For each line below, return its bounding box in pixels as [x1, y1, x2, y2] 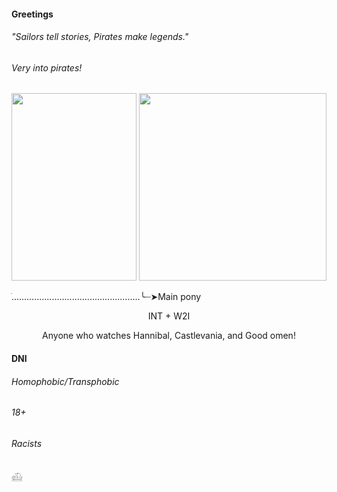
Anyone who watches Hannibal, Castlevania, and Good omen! [42, 330, 296, 342]
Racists [11, 437, 43, 449]
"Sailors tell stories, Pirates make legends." [11, 31, 189, 43]
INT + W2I [147, 310, 191, 322]
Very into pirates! [11, 61, 83, 74]
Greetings [11, 8, 54, 20]
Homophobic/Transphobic [11, 375, 120, 387]
